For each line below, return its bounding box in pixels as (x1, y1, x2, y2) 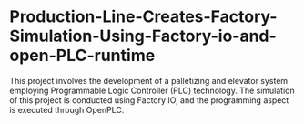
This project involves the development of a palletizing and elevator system (9, 75, 289, 86)
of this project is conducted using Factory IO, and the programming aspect (9, 94, 289, 106)
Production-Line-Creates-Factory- (9, 6, 278, 27)
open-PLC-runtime (9, 46, 156, 66)
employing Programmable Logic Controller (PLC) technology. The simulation (9, 85, 295, 96)
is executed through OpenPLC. (9, 104, 125, 115)
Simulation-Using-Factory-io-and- (9, 26, 278, 46)
